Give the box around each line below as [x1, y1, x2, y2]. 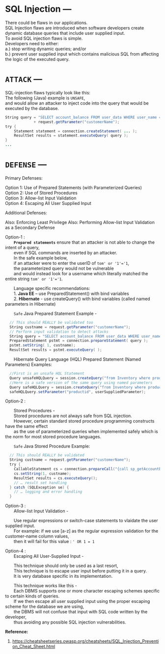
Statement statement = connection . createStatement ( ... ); [14, 129, 137, 134]
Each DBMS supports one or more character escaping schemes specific [14, 588, 160, 594]
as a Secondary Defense [5, 225, 55, 230]
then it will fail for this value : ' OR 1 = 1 [14, 539, 95, 544]
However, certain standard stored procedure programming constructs [14, 418, 155, 424]
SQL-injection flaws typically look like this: [5, 89, 91, 95]
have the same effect [5, 424, 48, 429]
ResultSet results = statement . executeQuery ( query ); [14, 133, 129, 138]
